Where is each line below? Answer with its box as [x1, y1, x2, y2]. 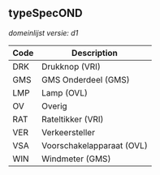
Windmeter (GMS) [41, 153, 111, 164]
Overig [41, 100, 67, 112]
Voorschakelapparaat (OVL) [41, 139, 148, 151]
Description [71, 47, 118, 58]
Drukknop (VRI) [41, 61, 102, 72]
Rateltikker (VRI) [41, 113, 104, 125]
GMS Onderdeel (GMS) [41, 74, 130, 85]
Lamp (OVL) [41, 87, 88, 98]
